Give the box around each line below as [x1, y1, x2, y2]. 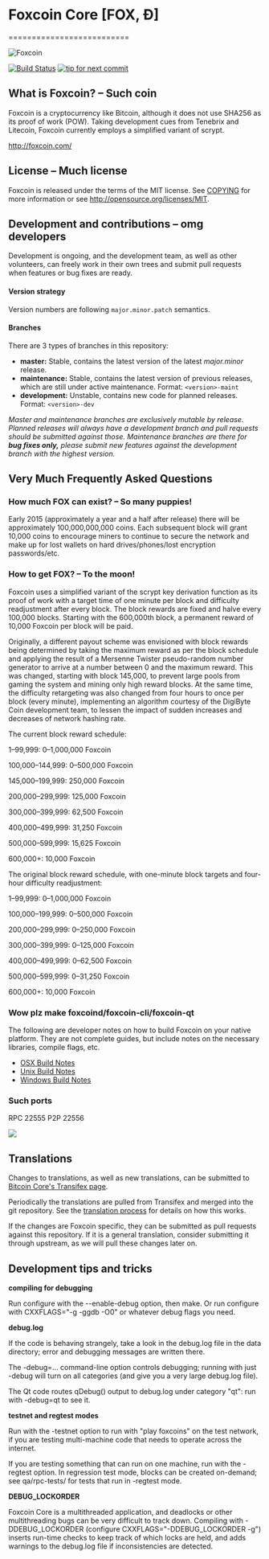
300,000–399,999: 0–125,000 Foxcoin [8, 940, 135, 950]
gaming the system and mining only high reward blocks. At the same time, [8, 679, 253, 689]
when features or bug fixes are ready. [8, 268, 132, 278]
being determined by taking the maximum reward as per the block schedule [8, 645, 259, 654]
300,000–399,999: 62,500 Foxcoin [8, 806, 124, 817]
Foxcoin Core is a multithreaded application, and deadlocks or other [8, 1507, 233, 1516]
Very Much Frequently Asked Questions [8, 472, 213, 486]
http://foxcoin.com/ [8, 141, 72, 150]
